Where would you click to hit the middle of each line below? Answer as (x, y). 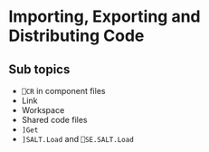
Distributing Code (76, 36)
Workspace (43, 110)
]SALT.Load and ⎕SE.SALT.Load (78, 139)
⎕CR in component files (63, 91)
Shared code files (54, 120)
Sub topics (39, 69)
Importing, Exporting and (104, 17)
